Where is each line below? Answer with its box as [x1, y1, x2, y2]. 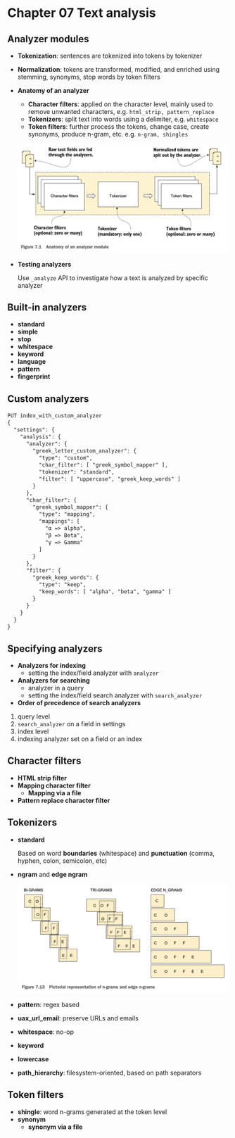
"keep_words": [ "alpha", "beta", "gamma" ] [38, 588, 172, 595]
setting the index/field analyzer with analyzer [27, 669, 159, 677]
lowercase [17, 1054, 49, 1063]
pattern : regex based [17, 1000, 80, 1009]
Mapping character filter [17, 781, 91, 790]
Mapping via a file [27, 788, 82, 797]
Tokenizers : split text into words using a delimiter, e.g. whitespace [27, 115, 219, 123]
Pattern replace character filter [17, 796, 110, 804]
